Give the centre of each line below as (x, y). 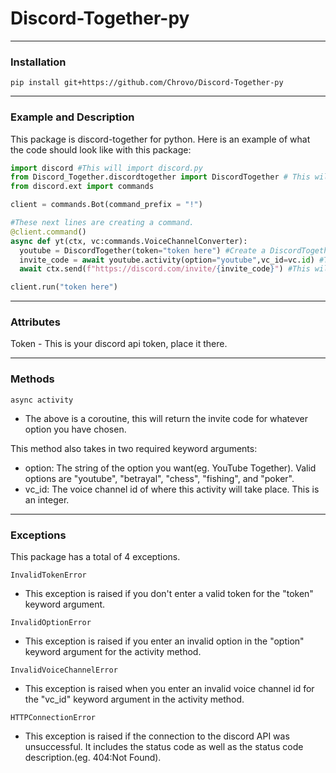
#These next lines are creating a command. (102, 223)
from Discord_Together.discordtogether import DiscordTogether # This (160, 177)
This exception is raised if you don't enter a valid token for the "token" (169, 594)
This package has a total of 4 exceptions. (95, 557)
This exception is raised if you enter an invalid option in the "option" (164, 641)
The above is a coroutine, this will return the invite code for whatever (166, 418)
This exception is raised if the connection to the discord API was (157, 736)
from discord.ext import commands (82, 187)
